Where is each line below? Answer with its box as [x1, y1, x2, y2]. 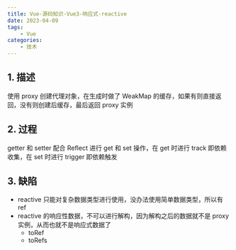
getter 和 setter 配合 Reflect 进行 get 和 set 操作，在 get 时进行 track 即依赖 [7, 143, 227, 152]
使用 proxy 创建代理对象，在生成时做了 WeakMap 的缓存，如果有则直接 [7, 92, 215, 100]
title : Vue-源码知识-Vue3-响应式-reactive [7, 10, 128, 18]
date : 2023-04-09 [7, 17, 59, 24]
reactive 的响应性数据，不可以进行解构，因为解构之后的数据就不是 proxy [17, 212, 229, 220]
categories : [7, 37, 43, 44]
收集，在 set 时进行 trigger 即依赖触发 [7, 152, 118, 161]
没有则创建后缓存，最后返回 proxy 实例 [19, 100, 133, 109]
